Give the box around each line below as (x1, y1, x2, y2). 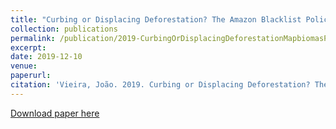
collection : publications (10, 24, 118, 34)
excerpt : (10, 42, 47, 53)
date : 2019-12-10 (10, 52, 83, 62)
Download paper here (10, 107, 100, 119)
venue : (10, 61, 38, 71)
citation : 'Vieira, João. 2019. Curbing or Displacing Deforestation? (10, 80, 311, 90)
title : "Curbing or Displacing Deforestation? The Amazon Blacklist (10, 14, 302, 25)
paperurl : (10, 71, 52, 81)
